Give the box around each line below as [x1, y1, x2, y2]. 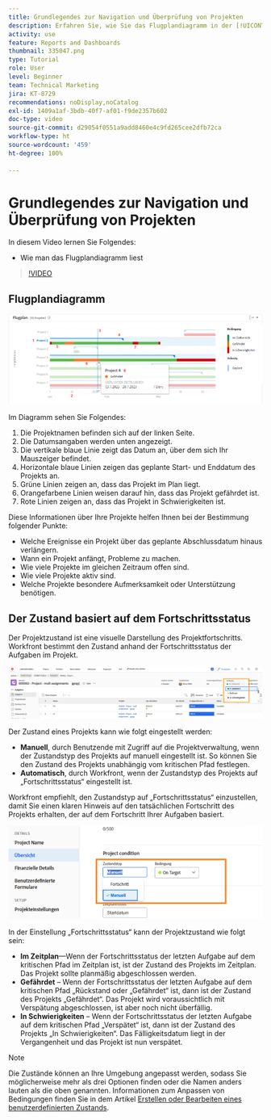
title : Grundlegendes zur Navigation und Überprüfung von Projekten [8, 13, 244, 21]
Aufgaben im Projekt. [8, 650, 78, 660]
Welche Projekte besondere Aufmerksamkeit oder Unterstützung [19, 580, 236, 589]
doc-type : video [8, 115, 63, 124]
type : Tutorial [8, 56, 60, 64]
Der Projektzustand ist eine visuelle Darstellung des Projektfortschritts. [8, 632, 244, 642]
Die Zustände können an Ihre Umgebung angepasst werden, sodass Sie [8, 1068, 248, 1078]
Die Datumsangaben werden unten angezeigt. [19, 437, 173, 447]
